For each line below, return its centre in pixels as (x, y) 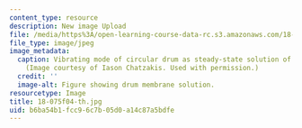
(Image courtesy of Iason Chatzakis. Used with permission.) (142, 69)
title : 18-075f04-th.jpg (56, 101)
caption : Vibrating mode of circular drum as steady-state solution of (155, 59)
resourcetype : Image (48, 93)
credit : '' (38, 77)
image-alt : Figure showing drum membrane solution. (116, 85)
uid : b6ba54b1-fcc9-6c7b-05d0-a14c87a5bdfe (92, 110)
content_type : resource (54, 18)
